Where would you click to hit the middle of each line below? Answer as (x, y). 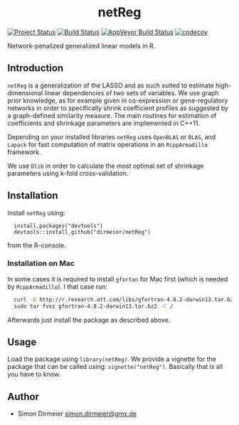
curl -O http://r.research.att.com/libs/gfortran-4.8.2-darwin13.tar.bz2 (125, 299)
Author (23, 396)
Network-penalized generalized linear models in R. (81, 45)
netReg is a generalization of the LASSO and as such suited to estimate (111, 85)
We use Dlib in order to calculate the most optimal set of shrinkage (106, 166)
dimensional (25, 92)
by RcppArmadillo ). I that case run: (58, 286)
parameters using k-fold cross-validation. (68, 173)
